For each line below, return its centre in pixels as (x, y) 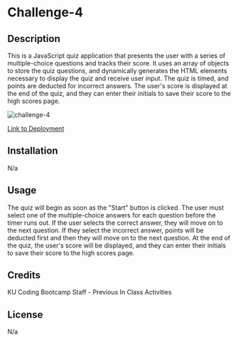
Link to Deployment (36, 128)
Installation (33, 151)
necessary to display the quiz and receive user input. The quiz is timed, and (118, 78)
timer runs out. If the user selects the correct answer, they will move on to (115, 223)
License (25, 315)
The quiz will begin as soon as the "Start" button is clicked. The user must (116, 208)
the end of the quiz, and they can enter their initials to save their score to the (119, 93)
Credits (24, 276)
